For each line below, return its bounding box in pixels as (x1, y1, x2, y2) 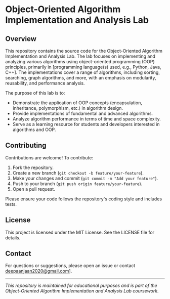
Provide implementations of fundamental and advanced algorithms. (12, 110, 153, 116)
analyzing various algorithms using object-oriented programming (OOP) (5, 59, 155, 64)
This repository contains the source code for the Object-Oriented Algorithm (5, 48, 163, 54)
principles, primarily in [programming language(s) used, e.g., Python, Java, (5, 64, 161, 70)
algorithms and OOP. (12, 126, 56, 133)
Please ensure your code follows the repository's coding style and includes (5, 196, 162, 202)
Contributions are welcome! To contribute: (5, 154, 94, 160)
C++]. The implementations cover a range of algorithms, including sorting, (5, 69, 160, 75)
